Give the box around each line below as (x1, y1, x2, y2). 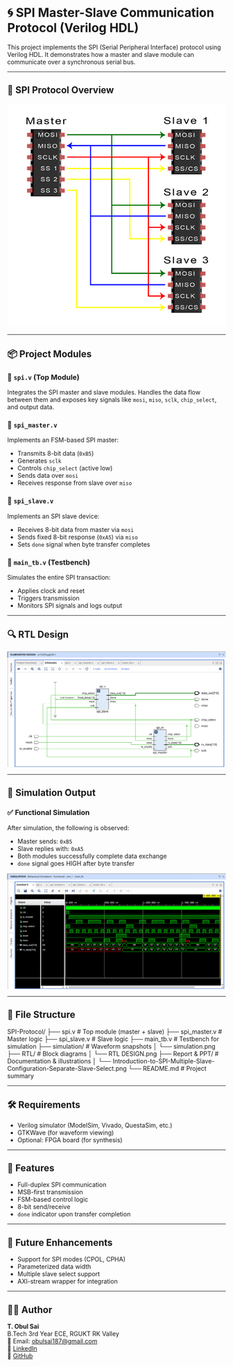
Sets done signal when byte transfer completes (17, 540, 150, 549)
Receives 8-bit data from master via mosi (17, 525, 134, 533)
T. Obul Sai (7, 1323, 40, 1330)
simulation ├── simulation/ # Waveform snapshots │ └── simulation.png (7, 1042, 216, 1050)
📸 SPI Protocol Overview (7, 85, 114, 96)
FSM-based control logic (17, 1195, 89, 1204)
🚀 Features (7, 1162, 55, 1173)
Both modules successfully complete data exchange (17, 852, 167, 860)
